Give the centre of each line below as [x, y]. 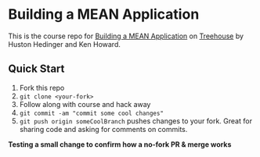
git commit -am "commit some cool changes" [92, 113]
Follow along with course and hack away [85, 104]
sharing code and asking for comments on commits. [103, 129]
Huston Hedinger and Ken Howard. [65, 44]
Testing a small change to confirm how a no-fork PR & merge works [120, 144]
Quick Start [36, 69]
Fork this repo [42, 87]
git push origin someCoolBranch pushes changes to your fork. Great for [136, 121]
